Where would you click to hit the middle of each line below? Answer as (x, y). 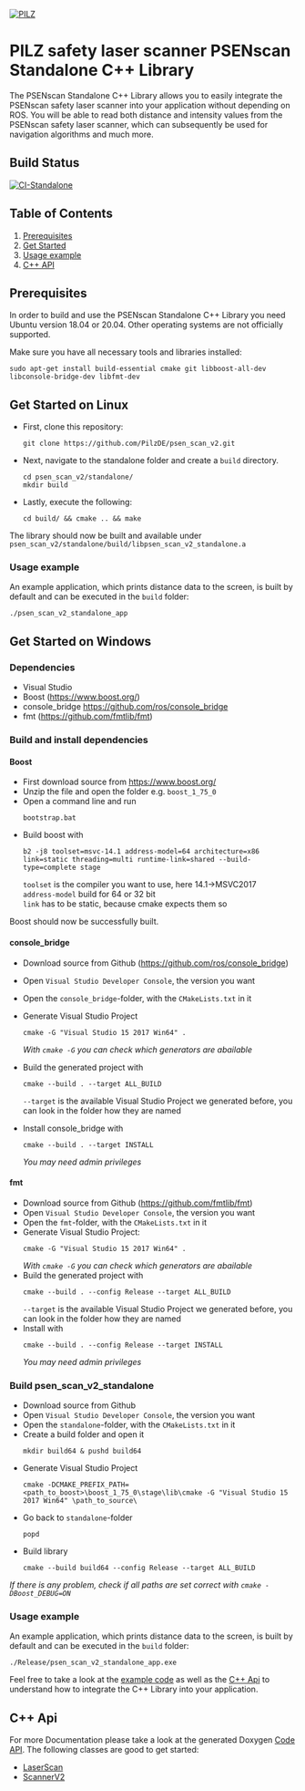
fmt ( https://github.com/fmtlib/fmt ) (87, 717)
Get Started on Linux (69, 404)
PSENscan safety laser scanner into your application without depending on (150, 105)
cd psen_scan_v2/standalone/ (78, 477)
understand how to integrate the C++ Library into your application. (134, 1689)
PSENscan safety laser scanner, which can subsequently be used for (139, 124)
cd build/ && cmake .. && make (82, 519)
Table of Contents (61, 214)
